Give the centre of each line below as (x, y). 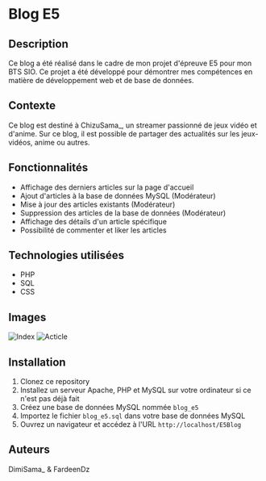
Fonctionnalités (48, 167)
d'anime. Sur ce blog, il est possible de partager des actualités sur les (124, 133)
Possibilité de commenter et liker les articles (93, 230)
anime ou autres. (62, 142)
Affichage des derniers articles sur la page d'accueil (107, 187)
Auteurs (29, 450)
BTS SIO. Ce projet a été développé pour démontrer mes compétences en (131, 72)
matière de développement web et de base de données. (101, 80)
